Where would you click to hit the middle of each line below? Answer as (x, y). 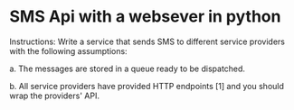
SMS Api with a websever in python (145, 17)
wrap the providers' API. (54, 96)
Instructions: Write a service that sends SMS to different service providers (147, 41)
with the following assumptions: (69, 50)
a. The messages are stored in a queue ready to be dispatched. (128, 69)
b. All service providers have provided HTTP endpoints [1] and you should (147, 86)
